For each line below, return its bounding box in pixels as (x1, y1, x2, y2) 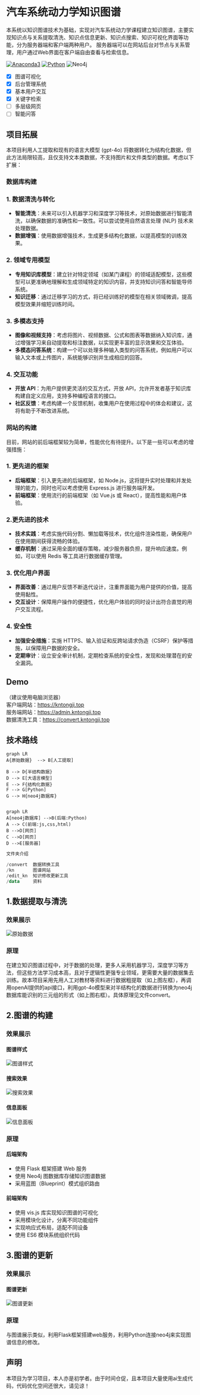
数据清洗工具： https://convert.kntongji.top (6, 716, 110, 723)
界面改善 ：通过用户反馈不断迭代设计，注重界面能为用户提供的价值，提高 (14, 584, 192, 591)
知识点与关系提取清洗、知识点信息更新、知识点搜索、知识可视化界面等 (11, 33, 183, 41)
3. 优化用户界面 (6, 569, 51, 577)
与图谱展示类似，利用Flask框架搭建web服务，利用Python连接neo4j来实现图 (6, 1331, 192, 1338)
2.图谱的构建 (6, 1010, 54, 1021)
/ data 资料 (6, 878, 42, 884)
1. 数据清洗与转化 (6, 195, 55, 203)
